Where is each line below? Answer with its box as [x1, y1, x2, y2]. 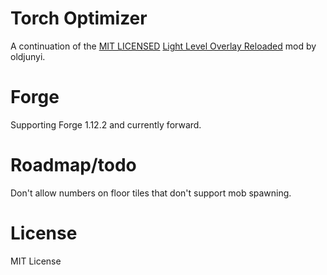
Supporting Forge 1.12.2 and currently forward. [10, 118, 202, 131]
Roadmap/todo [10, 154, 137, 177]
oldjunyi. [10, 50, 46, 62]
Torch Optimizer [10, 7, 148, 30]
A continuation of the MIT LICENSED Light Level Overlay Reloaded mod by [10, 40, 317, 52]
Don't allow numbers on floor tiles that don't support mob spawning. [10, 187, 292, 199]
